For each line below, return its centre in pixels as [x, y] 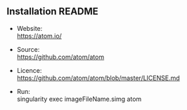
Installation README [53, 12]
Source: [28, 49]
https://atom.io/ [39, 36]
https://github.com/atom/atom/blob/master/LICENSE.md [98, 78]
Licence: [29, 70]
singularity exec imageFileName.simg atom [79, 99]
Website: [30, 28]
